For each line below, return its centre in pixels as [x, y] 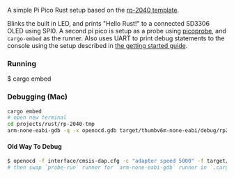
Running [22, 63]
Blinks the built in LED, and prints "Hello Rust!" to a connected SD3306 [109, 23]
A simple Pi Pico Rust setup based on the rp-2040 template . [93, 10]
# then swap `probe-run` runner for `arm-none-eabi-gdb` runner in [107, 168]
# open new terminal [37, 118]
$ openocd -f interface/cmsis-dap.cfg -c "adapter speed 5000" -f [106, 161]
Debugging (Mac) [38, 97]
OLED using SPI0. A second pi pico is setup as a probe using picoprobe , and [117, 31]
